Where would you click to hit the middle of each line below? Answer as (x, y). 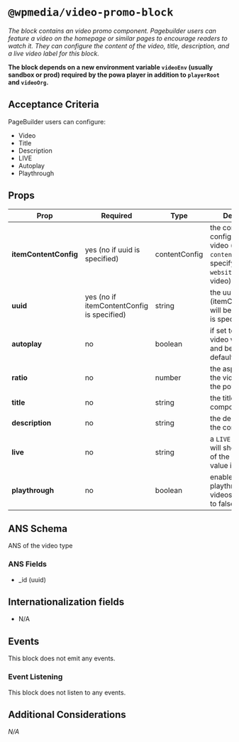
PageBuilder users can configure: (57, 121)
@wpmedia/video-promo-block (91, 12)
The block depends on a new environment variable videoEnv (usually (111, 67)
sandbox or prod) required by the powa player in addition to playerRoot (114, 75)
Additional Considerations (67, 715)
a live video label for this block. (54, 53)
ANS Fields (27, 564)
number (168, 377)
